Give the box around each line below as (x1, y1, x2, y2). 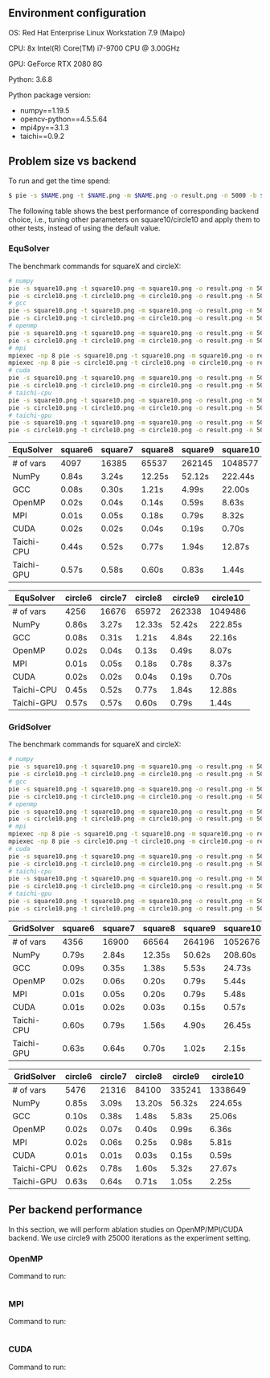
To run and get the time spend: (8, 176, 111, 186)
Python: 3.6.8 (8, 74, 53, 84)
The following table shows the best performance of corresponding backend (8, 206, 260, 215)
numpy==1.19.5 (19, 105, 70, 115)
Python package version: (8, 90, 91, 100)
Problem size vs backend (8, 154, 137, 168)
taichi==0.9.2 (19, 131, 65, 141)
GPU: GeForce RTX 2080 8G (8, 59, 103, 68)
